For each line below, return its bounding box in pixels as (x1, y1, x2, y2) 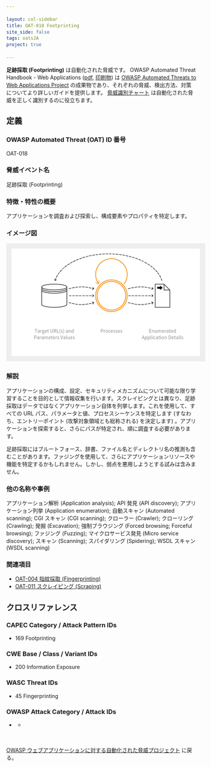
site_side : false (6, 29, 50, 35)
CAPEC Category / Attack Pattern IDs (6, 621, 117, 629)
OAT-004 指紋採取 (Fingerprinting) (14, 575, 101, 582)
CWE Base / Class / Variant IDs (6, 650, 98, 658)
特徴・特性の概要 (6, 197, 56, 206)
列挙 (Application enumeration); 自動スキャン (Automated (32, 507, 175, 515)
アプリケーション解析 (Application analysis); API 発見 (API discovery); (6, 499, 179, 507)
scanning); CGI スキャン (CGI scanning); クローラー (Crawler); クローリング (6, 515, 194, 522)
